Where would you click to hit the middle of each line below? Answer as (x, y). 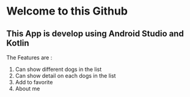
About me (27, 89)
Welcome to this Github (67, 11)
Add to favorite (34, 82)
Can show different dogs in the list (58, 69)
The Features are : (29, 58)
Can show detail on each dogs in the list (65, 76)
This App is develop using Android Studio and (95, 34)
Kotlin (18, 43)
